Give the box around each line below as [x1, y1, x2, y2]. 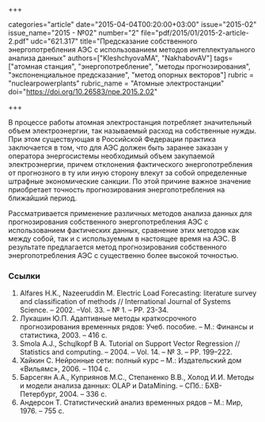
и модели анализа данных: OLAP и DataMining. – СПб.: [19, 381, 204, 390]
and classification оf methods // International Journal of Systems [19, 297, 231, 306]
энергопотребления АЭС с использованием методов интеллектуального [8, 45, 256, 54]
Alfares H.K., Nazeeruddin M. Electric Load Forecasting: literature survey [19, 288, 257, 298]
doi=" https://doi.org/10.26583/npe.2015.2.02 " [8, 87, 158, 96]
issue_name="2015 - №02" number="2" [8, 29, 140, 37]
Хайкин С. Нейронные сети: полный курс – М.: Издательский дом [19, 355, 242, 365]
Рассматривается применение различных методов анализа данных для [8, 209, 252, 218]
